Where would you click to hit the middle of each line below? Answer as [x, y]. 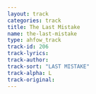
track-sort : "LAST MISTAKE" [49, 66]
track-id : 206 [28, 47]
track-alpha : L [30, 73]
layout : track [28, 14]
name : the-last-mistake [42, 34]
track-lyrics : [28, 54]
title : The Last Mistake [44, 27]
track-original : [31, 80]
